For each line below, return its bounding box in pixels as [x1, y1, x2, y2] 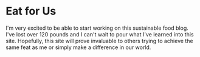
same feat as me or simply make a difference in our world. [5, 44, 151, 51]
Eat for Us [5, 4, 57, 18]
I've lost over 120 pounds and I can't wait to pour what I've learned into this [5, 30, 194, 38]
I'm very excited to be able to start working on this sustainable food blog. [5, 24, 189, 32]
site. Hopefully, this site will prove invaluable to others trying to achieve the [5, 37, 193, 44]
